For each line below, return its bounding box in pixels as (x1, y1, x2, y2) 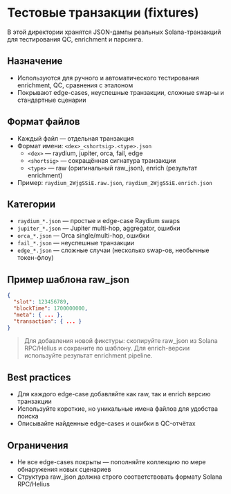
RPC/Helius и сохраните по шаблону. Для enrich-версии (24, 344, 190, 353)
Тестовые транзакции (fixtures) (7, 5, 199, 21)
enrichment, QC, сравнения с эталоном (17, 81, 133, 89)
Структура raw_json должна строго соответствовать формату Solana (17, 473, 223, 481)
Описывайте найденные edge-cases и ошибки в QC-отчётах (17, 419, 196, 427)
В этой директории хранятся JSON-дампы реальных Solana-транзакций (7, 28, 221, 36)
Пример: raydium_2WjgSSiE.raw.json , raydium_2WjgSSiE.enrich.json (17, 178, 212, 186)
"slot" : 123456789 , (13, 299, 70, 306)
